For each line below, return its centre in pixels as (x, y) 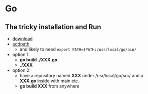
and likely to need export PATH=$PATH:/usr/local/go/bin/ (78, 49)
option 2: (21, 70)
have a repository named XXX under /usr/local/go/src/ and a (81, 75)
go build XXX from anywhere (50, 86)
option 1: (21, 54)
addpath (21, 44)
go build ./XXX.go (38, 60)
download (22, 39)
